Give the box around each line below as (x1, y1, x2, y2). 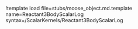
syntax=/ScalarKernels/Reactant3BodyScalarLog (5, 17, 123, 23)
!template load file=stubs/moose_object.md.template (5, 5, 133, 11)
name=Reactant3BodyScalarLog (5, 11, 84, 18)
